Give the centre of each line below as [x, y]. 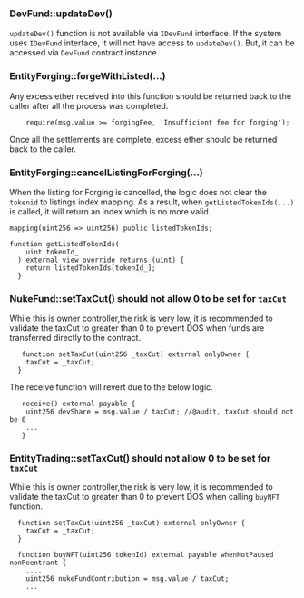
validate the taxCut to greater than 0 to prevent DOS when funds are [137, 328]
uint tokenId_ [52, 252]
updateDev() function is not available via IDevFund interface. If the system [146, 34]
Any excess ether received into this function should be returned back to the [151, 96]
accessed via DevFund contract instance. [84, 53]
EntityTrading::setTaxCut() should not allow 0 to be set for [140, 459]
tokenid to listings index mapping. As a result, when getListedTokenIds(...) [152, 202]
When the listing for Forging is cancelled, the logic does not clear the [138, 192]
